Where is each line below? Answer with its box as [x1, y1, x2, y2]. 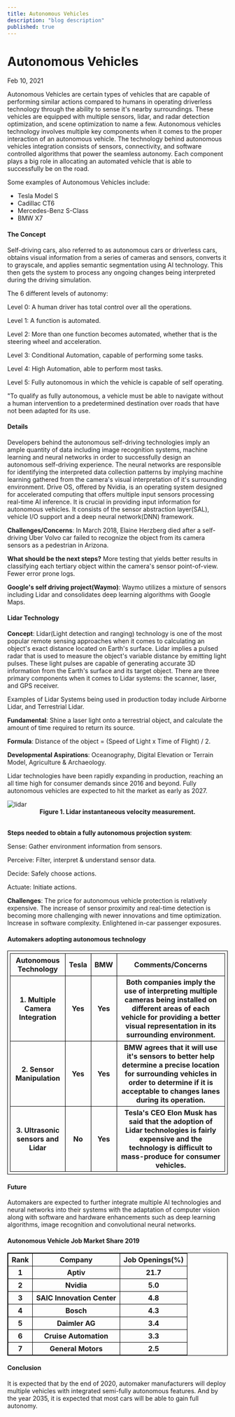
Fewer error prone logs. [7, 569, 76, 578]
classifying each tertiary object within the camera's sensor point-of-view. [7, 562, 219, 570]
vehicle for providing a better [121, 1013, 221, 1023]
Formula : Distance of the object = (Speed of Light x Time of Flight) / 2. [7, 737, 211, 745]
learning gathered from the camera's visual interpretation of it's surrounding [7, 475, 227, 483]
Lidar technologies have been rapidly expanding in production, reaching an [7, 771, 224, 780]
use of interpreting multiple [124, 986, 218, 996]
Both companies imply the [125, 978, 215, 988]
